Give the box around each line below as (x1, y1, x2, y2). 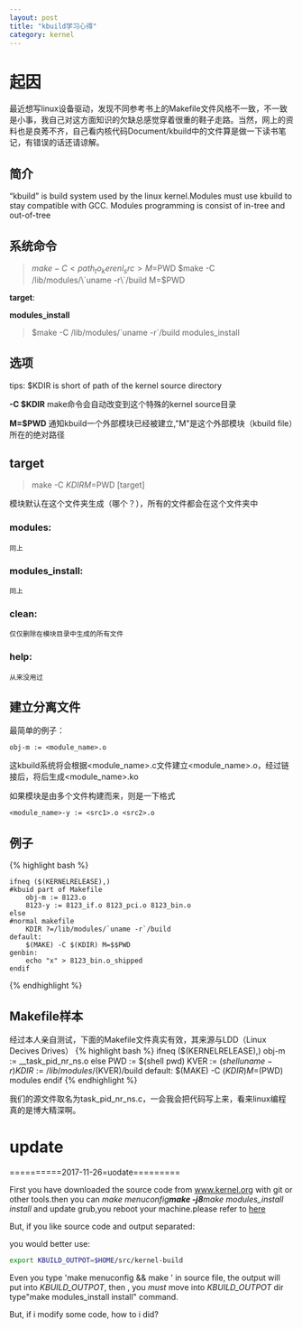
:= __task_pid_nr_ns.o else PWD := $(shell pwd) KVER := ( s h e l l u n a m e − (9, 1055, 273, 1066)
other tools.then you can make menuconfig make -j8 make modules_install (9, 1194, 284, 1204)
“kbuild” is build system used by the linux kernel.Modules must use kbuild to (9, 191, 293, 201)
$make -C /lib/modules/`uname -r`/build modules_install (31, 327, 241, 338)
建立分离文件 (9, 699, 81, 714)
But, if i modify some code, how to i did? (9, 1308, 160, 1319)
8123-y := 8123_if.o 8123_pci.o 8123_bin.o (25, 901, 192, 910)
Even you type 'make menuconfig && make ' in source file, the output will (9, 1272, 281, 1283)
